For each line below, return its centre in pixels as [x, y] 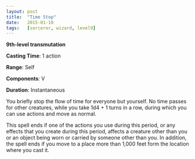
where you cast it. [28, 150]
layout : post [22, 11]
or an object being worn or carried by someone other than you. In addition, [96, 138]
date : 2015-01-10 [30, 22]
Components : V [26, 79]
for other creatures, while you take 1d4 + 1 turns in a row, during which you [96, 108]
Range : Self [20, 67]
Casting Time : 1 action [33, 56]
